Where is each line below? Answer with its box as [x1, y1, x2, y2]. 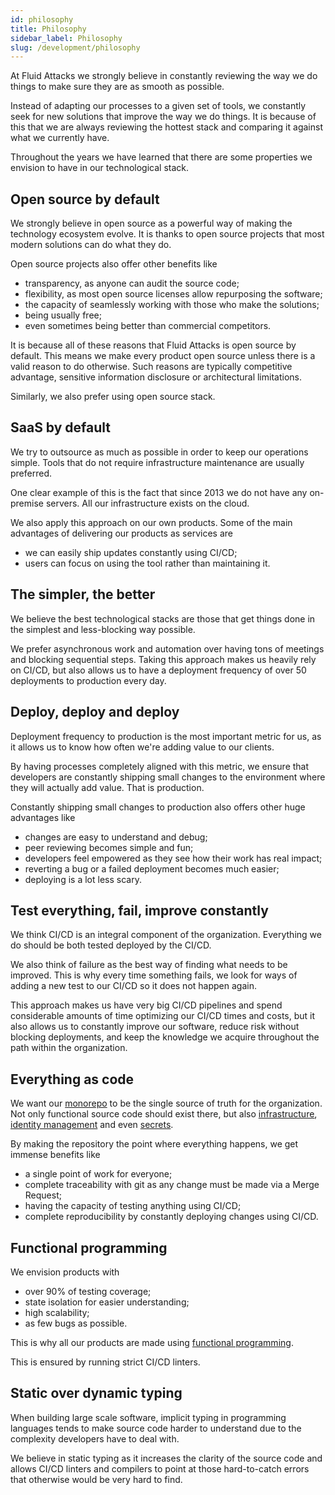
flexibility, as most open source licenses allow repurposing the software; [24, 288, 323, 300]
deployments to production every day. [10, 674, 167, 686]
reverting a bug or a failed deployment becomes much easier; [24, 862, 280, 875]
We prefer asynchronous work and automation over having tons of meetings [10, 642, 325, 655]
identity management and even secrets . [10, 1119, 174, 1131]
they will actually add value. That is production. [10, 781, 205, 793]
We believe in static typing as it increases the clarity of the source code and [10, 1452, 323, 1464]
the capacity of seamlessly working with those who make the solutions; [24, 299, 320, 311]
